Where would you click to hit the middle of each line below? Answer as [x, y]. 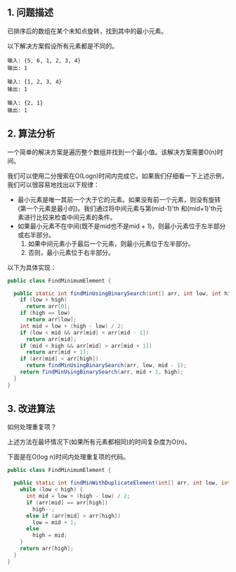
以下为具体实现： [32, 267]
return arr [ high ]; [47, 549]
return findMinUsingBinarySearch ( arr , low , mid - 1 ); [106, 366]
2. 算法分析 [31, 133]
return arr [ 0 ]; [48, 306]
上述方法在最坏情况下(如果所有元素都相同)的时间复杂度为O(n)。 [99, 442]
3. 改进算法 [31, 409]
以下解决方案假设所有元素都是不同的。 [63, 46]
